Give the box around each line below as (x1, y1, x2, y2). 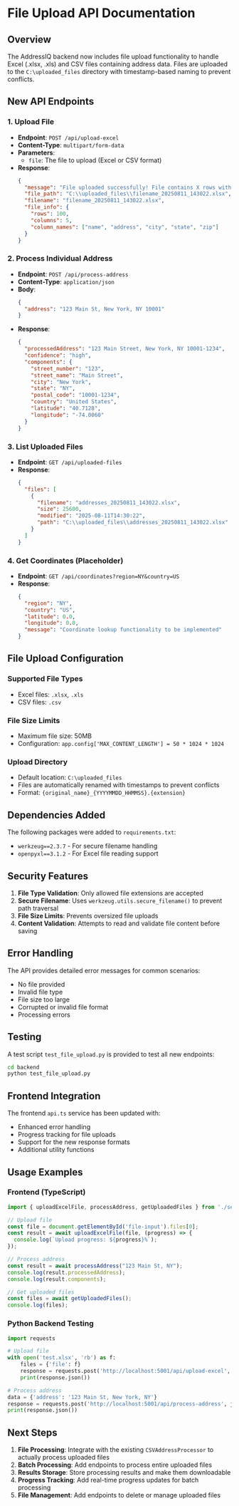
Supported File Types (7, 674, 83, 684)
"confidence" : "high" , (24, 352, 92, 359)
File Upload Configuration (7, 653, 124, 665)
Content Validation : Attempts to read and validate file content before (17, 919, 221, 928)
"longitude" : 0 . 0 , (24, 620, 79, 627)
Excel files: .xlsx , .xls (17, 690, 84, 699)
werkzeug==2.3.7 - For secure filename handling (17, 842, 158, 851)
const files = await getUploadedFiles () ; (7, 1295, 132, 1302)
